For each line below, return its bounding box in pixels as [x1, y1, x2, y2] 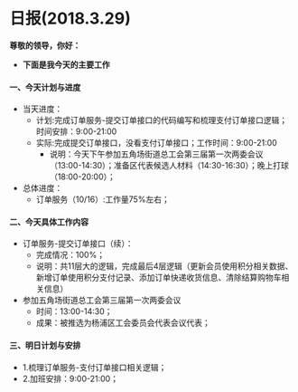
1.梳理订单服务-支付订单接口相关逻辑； [22, 361, 167, 372]
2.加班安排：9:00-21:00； [22, 373, 119, 384]
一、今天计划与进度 [9, 81, 81, 92]
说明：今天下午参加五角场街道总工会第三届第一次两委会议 [49, 148, 264, 159]
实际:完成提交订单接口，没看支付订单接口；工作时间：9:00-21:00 [35, 138, 277, 148]
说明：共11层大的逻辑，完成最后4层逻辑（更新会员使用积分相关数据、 [35, 261, 293, 272]
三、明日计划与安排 [9, 339, 81, 350]
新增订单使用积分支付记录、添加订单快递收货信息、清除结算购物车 [35, 272, 282, 283]
